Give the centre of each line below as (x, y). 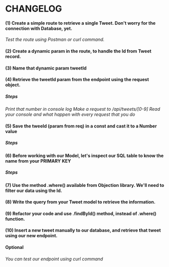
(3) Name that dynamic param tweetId (46, 68)
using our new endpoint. (32, 236)
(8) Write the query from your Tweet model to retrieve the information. (80, 202)
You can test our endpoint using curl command (54, 259)
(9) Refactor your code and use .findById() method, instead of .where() (81, 213)
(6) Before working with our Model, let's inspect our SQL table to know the (84, 155)
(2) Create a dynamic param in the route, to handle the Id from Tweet (78, 51)
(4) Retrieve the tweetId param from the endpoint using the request (77, 80)
